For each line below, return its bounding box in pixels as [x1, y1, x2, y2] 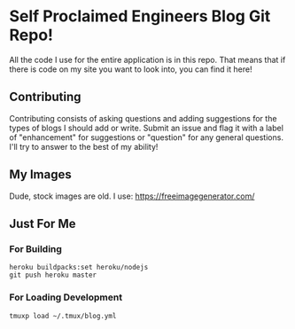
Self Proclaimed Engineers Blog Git [9, 6, 271, 27]
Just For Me [9, 215, 76, 231]
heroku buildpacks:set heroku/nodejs [9, 263, 149, 272]
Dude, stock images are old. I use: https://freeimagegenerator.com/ [9, 191, 255, 201]
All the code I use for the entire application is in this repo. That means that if [9, 54, 286, 65]
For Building [9, 242, 62, 255]
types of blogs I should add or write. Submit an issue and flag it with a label [9, 122, 283, 133]
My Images [9, 167, 73, 183]
